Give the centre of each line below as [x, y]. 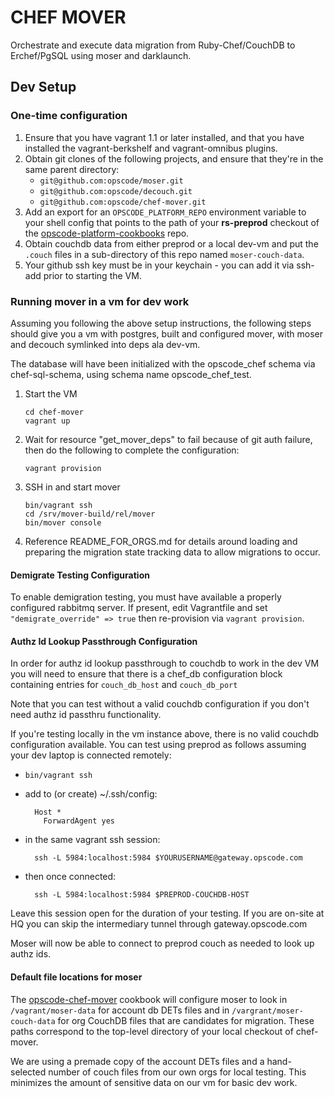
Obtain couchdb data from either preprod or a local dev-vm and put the [171, 243]
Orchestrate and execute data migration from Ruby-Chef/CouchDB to [153, 45]
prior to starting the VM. [92, 275]
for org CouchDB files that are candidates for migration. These [186, 1020]
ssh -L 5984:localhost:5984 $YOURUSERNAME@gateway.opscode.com [168, 858]
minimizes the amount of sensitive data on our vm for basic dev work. [154, 1082]
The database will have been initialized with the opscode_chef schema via [163, 363]
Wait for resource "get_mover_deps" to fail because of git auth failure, [168, 439]
